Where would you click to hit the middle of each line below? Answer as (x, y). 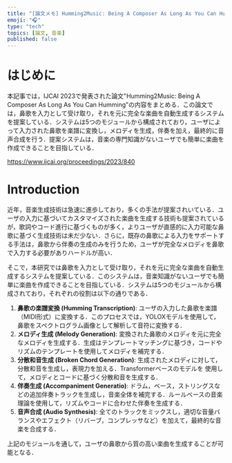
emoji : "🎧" (24, 20)
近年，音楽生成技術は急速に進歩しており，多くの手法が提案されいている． (113, 209)
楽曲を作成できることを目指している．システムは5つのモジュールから (117, 285)
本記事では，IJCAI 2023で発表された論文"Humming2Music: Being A (104, 96)
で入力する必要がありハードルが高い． (61, 253)
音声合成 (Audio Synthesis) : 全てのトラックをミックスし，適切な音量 (115, 412)
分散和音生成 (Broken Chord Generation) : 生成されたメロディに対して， (119, 360)
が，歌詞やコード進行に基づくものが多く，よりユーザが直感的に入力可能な (113, 227)
